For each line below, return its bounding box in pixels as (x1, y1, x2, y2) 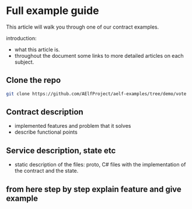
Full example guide (6, 4, 99, 18)
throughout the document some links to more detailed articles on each (14, 52, 184, 59)
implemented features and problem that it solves (14, 123, 131, 130)
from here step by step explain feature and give (6, 184, 182, 194)
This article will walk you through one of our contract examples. (6, 23, 159, 30)
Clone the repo (6, 75, 61, 85)
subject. (14, 58, 34, 65)
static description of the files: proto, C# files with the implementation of (14, 161, 186, 168)
